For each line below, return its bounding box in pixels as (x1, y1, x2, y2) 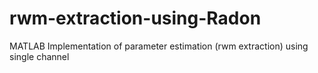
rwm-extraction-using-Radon (9, 7, 262, 30)
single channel (9, 50, 70, 62)
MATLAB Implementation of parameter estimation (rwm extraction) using (9, 40, 309, 52)
